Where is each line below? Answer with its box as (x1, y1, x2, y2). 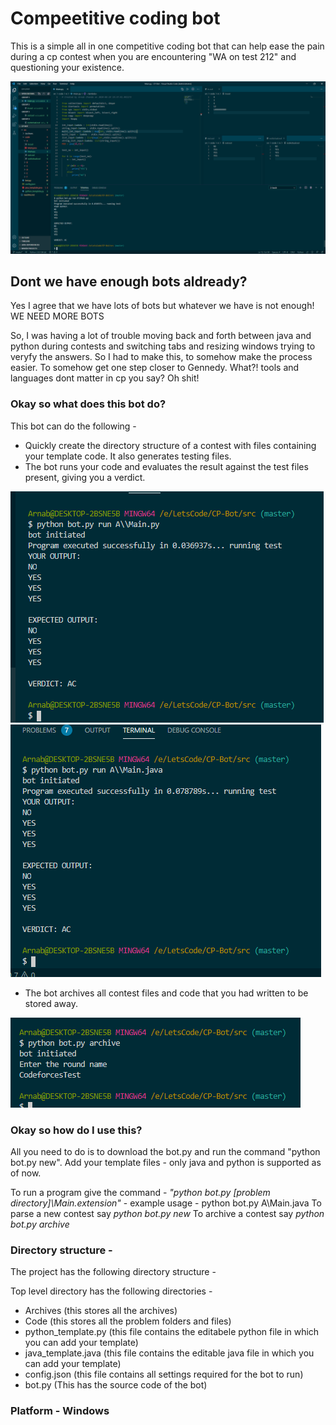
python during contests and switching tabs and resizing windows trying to (10, 340, 316, 352)
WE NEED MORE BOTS (10, 310, 105, 322)
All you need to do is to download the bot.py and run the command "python (10, 1145, 321, 1157)
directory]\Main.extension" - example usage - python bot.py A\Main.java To (10, 1197, 322, 1209)
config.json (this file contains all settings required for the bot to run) (24, 1368, 304, 1381)
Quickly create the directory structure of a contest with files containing (24, 439, 317, 451)
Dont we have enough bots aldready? (10, 273, 248, 290)
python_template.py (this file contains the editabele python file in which (24, 1326, 320, 1338)
